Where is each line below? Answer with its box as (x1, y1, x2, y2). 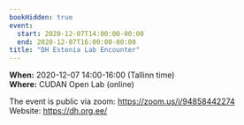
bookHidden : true (9, 12, 73, 22)
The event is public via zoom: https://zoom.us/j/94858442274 (9, 96, 236, 107)
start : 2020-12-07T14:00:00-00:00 (17, 29, 144, 38)
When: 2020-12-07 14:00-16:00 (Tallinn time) (9, 70, 175, 80)
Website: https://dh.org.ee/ (9, 106, 108, 116)
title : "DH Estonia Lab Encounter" (9, 46, 141, 55)
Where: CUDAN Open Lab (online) (9, 79, 135, 90)
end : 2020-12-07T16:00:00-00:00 (17, 37, 137, 47)
